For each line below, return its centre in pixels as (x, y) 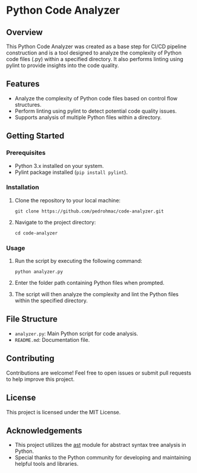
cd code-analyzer (36, 233)
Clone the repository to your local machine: (67, 200)
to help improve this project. (40, 379)
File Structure (32, 319)
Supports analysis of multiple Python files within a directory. (88, 117)
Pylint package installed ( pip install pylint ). (71, 172)
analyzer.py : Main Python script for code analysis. (76, 334)
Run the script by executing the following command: (78, 261)
